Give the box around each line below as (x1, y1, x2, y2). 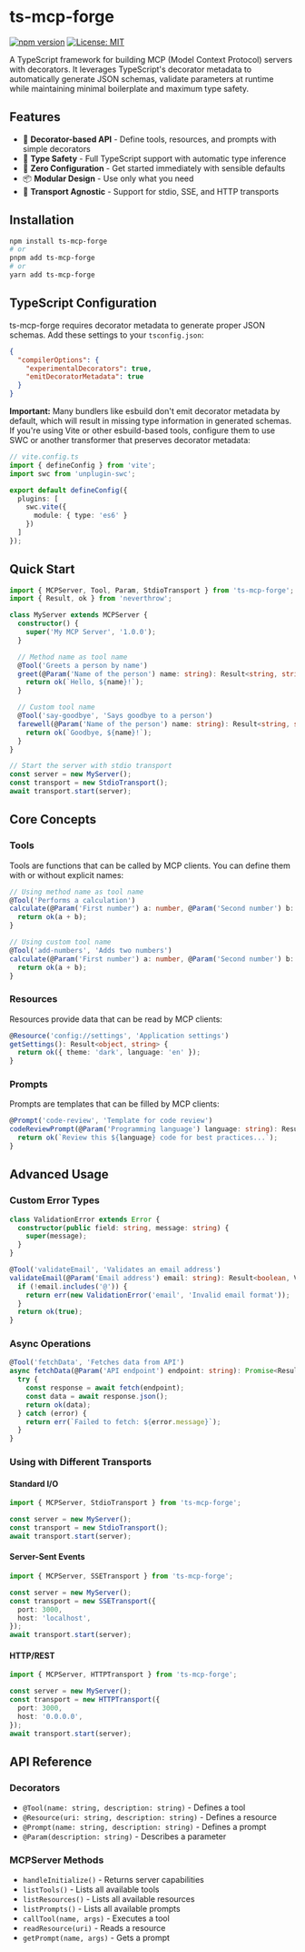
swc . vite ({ (25, 502, 67, 511)
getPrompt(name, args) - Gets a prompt (22, 1932, 171, 1944)
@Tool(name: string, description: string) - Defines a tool (22, 1802, 246, 1813)
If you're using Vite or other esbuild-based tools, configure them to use (9, 425, 276, 436)
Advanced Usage (9, 1167, 109, 1182)
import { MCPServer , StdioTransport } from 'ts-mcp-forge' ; (9, 1499, 242, 1508)
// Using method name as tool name (9, 887, 144, 896)
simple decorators (22, 143, 91, 154)
